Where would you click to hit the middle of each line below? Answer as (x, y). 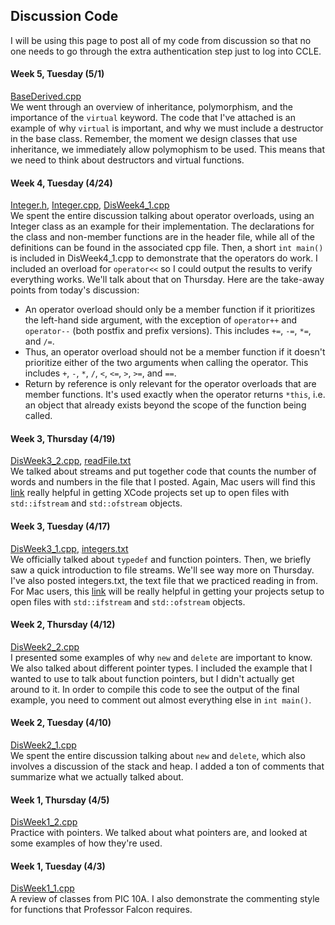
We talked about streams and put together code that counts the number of (163, 471)
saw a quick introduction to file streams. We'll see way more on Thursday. (162, 570)
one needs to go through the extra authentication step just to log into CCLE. (166, 51)
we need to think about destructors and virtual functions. (127, 160)
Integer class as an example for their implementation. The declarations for (162, 226)
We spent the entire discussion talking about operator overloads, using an (162, 216)
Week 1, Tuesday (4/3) (58, 866)
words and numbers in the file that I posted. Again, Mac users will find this (163, 482)
